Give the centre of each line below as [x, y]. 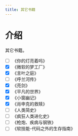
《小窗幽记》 [25, 98]
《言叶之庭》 [25, 73]
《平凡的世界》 [27, 91]
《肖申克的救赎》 [30, 104]
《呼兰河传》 [25, 79]
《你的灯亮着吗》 [30, 61]
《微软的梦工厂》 [30, 67]
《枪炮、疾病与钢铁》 [34, 122]
